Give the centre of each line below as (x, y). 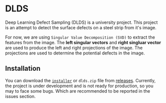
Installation (23, 69)
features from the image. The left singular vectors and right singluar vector (83, 42)
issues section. (21, 96)
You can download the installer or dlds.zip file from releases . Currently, (81, 80)
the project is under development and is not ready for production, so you (79, 86)
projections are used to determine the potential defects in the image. (75, 53)
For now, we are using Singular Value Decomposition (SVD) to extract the (80, 37)
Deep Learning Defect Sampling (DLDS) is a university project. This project (82, 22)
